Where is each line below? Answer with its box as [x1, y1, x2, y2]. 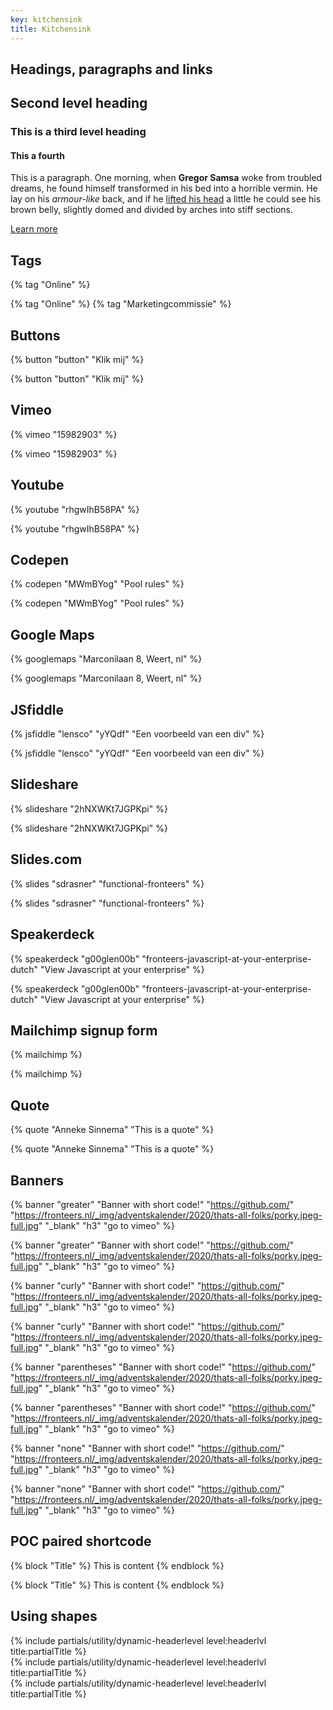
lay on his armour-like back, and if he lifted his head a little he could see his [10, 193, 322, 205]
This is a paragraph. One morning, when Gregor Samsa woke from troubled [10, 172, 323, 184]
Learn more [10, 223, 58, 235]
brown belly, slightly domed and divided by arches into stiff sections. [10, 204, 294, 216]
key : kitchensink [10, 14, 83, 25]
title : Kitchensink [10, 24, 92, 34]
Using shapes [10, 1608, 98, 1625]
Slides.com [10, 851, 83, 868]
